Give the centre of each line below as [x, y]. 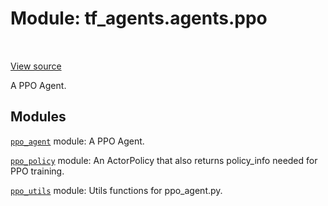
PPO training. [37, 171]
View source [36, 66]
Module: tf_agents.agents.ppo [139, 18]
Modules [38, 117]
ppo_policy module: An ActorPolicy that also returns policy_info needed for [164, 160]
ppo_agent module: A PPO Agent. [77, 141]
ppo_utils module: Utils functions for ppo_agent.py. [116, 190]
